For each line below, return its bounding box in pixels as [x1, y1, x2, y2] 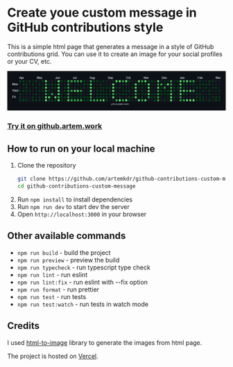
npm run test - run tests [17, 292, 87, 301]
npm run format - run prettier [17, 285, 99, 294]
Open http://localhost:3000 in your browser [17, 210, 147, 218]
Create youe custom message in [7, 5, 197, 21]
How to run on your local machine [7, 143, 155, 154]
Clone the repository [17, 161, 76, 170]
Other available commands [7, 230, 126, 242]
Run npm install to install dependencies [17, 195, 133, 204]
